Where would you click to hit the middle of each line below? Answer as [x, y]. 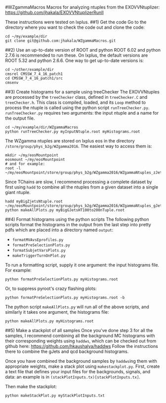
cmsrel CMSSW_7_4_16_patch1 [34, 74]
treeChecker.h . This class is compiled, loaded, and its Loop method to [75, 102]
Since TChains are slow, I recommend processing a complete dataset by [79, 182]
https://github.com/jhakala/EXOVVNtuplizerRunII [54, 12]
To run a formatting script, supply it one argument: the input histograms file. [82, 265]
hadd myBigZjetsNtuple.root [34, 201]
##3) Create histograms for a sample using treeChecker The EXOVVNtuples [82, 92]
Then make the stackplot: [31, 386]
